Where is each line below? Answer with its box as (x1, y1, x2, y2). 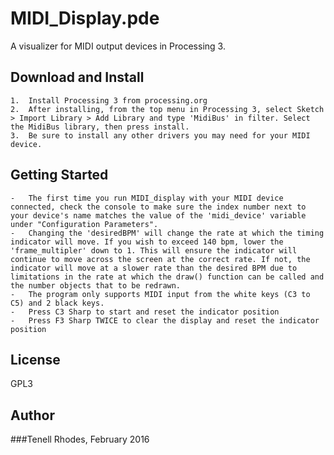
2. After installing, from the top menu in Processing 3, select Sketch (10, 104, 325, 114)
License (10, 351, 61, 368)
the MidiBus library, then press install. (10, 122, 190, 132)
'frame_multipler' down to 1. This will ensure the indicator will (10, 245, 298, 256)
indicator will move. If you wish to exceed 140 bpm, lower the (10, 237, 284, 247)
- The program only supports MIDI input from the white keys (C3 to (10, 289, 311, 299)
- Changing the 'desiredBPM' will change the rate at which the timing (10, 228, 325, 238)
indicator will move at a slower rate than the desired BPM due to (10, 263, 298, 273)
